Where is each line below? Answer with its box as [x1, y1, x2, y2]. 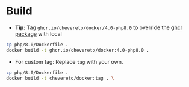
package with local [14, 30, 62, 37]
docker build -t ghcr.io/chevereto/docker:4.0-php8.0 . [6, 47, 149, 53]
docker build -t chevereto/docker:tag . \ [6, 75, 114, 81]
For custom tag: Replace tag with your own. [14, 58, 123, 65]
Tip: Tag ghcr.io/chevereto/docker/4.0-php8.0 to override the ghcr [14, 24, 182, 31]
